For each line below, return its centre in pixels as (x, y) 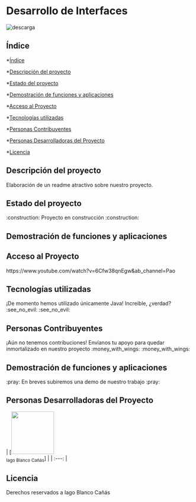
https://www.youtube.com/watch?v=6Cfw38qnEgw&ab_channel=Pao (91, 271)
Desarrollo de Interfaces (67, 11)
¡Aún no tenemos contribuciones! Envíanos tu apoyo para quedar (85, 343)
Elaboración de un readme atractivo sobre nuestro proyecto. (80, 185)
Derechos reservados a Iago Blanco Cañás (58, 493)
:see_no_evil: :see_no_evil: (38, 310)
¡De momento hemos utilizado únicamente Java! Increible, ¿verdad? (89, 304)
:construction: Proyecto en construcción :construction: (73, 218)
